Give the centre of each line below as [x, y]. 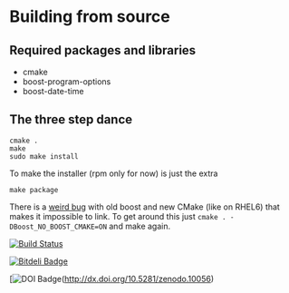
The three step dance [71, 120]
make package [34, 190]
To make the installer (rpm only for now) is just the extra [114, 173]
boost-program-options [67, 82]
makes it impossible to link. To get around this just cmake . [118, 216]
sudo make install [44, 156]
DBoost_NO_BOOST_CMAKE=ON [58, 227]
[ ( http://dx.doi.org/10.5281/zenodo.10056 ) [112, 278]
